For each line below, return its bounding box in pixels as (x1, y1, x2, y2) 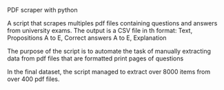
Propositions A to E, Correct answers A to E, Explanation (7, 34, 167, 42)
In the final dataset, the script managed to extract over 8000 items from (7, 68, 211, 76)
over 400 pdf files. (7, 75, 60, 83)
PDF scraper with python (7, 6, 78, 14)
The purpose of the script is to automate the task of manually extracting (7, 47, 212, 55)
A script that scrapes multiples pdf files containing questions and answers (7, 19, 218, 27)
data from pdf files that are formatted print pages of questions (7, 54, 184, 63)
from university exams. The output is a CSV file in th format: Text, (7, 27, 193, 34)
